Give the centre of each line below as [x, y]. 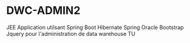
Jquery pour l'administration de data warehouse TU [71, 33]
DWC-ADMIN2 [43, 11]
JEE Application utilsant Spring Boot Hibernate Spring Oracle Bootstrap [95, 27]
